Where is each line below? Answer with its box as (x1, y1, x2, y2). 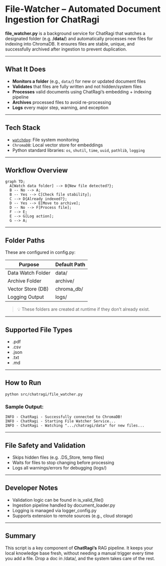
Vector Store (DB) (7, 285, 49, 292)
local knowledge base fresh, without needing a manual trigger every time (5, 550, 154, 556)
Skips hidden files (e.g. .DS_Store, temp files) (12, 454, 105, 460)
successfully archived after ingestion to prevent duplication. (5, 46, 127, 52)
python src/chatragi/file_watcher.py (5, 392, 83, 397)
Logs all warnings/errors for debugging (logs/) (12, 465, 107, 471)
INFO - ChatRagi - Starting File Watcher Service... (5, 419, 116, 424)
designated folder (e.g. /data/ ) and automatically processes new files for (5, 36, 153, 42)
